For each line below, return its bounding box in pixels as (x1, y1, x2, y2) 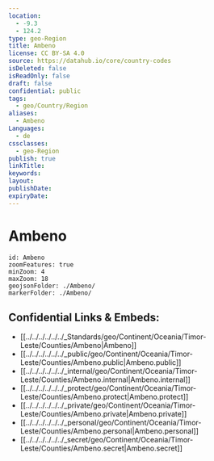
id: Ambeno (8, 254, 45, 262)
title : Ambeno (8, 42, 57, 50)
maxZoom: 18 (8, 275, 48, 283)
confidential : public (8, 86, 82, 95)
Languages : (8, 124, 45, 132)
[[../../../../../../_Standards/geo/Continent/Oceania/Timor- (19, 332, 207, 342)
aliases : (8, 110, 38, 118)
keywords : (8, 170, 42, 178)
